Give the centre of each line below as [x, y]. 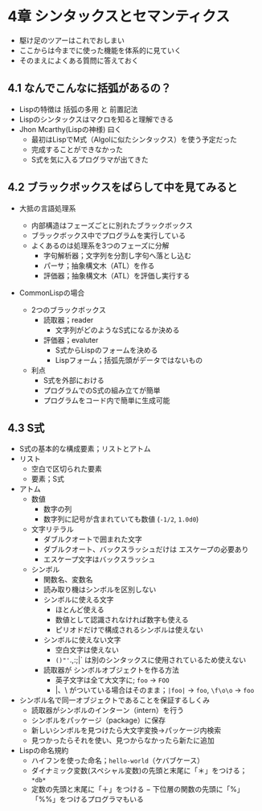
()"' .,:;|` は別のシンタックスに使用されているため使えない [151, 660]
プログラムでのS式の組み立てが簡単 [102, 390]
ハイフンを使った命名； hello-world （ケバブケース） [118, 760]
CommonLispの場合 [52, 292]
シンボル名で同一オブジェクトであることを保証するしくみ [115, 700]
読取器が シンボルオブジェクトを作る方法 [111, 670]
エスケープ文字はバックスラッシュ [99, 559]
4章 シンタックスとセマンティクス [119, 16]
